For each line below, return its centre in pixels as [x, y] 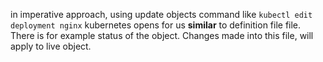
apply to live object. [51, 46]
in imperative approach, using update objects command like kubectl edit [161, 14]
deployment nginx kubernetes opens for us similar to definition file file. [156, 25]
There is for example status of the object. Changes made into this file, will [162, 35]
